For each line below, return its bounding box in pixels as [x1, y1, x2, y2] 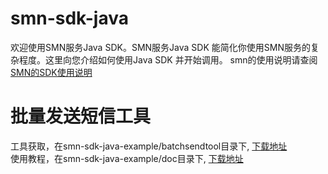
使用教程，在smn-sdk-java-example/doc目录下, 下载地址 [10, 152, 244, 164]
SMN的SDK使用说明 [10, 66, 93, 78]
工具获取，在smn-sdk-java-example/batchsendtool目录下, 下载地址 [10, 140, 288, 152]
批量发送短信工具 [10, 105, 152, 128]
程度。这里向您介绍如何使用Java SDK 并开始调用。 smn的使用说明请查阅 [18, 53, 318, 66]
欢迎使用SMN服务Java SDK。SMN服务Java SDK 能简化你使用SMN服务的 [10, 41, 311, 53]
